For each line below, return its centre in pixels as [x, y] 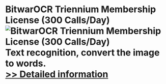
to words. [26, 63]
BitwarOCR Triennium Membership [81, 9]
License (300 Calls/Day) [58, 20]
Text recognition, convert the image [82, 53]
